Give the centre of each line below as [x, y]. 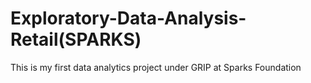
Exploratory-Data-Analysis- [128, 18]
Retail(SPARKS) [76, 39]
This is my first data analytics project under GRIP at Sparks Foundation [156, 67]
